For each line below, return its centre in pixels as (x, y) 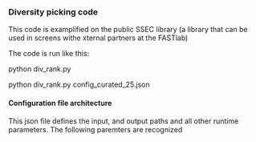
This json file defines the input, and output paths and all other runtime (124, 121)
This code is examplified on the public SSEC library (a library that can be (128, 30)
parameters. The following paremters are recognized (95, 129)
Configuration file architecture (60, 103)
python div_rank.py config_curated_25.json (79, 85)
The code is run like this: (49, 54)
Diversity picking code (53, 12)
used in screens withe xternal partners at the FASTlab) (98, 38)
